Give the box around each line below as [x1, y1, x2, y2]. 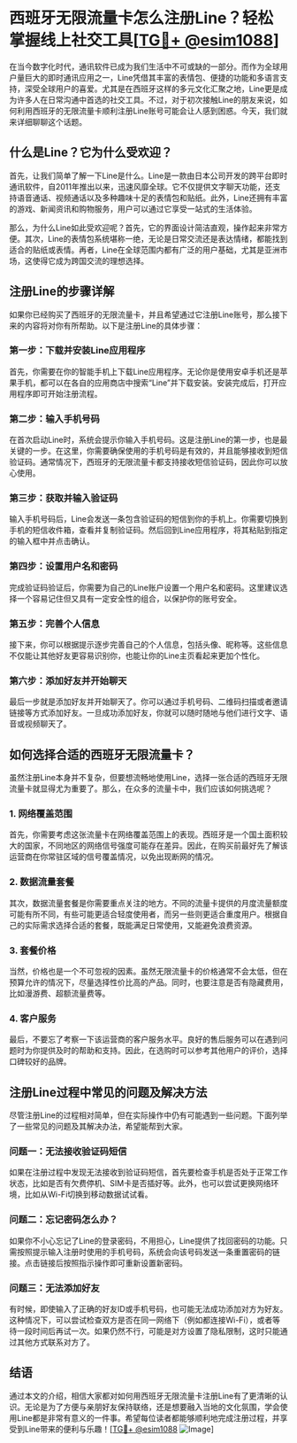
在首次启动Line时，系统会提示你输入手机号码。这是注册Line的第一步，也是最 [9, 435, 288, 446]
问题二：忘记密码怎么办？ [9, 1214, 118, 1226]
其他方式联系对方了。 [16, 1337, 95, 1347]
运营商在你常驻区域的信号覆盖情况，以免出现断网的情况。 [9, 851, 218, 862]
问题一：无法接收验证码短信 [9, 1145, 127, 1158]
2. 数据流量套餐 [9, 876, 75, 888]
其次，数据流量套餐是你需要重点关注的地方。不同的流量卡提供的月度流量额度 [9, 897, 288, 908]
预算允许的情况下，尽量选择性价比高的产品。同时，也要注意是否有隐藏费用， [9, 977, 288, 988]
